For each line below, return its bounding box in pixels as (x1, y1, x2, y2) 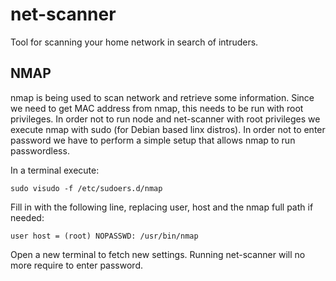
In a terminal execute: (10, 164, 100, 176)
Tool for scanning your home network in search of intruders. (10, 36, 259, 48)
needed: (10, 211, 45, 223)
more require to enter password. (10, 259, 143, 271)
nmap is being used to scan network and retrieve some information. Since (10, 91, 315, 103)
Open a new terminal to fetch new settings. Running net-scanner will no (10, 248, 306, 260)
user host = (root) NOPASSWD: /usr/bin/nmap (10, 231, 199, 241)
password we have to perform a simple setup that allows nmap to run (10, 134, 296, 146)
